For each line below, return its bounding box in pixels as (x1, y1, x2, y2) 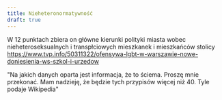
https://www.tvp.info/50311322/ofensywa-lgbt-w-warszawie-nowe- (7, 49, 199, 58)
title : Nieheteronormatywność (7, 10, 94, 17)
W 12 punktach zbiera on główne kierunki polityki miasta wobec (7, 35, 186, 43)
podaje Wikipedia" (7, 85, 59, 93)
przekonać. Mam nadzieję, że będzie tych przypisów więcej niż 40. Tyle (7, 77, 210, 86)
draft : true (7, 16, 41, 23)
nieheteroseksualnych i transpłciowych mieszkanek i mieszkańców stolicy (7, 42, 215, 51)
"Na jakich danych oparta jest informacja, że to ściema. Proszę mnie (7, 70, 199, 79)
